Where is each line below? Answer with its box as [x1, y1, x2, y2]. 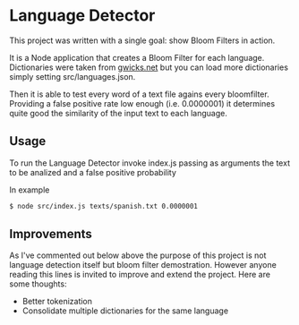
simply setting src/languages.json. [9, 71, 136, 81]
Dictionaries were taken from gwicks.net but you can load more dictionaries [9, 62, 289, 73]
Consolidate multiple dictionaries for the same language [21, 305, 229, 316]
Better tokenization [21, 296, 92, 307]
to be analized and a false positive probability [9, 167, 177, 177]
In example [9, 184, 50, 195]
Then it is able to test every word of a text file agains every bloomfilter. [9, 89, 270, 99]
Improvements [9, 227, 92, 242]
